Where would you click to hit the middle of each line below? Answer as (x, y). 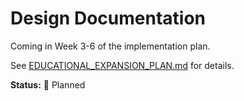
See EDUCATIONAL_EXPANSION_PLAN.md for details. (122, 65)
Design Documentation (108, 18)
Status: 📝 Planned (48, 84)
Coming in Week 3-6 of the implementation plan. (110, 46)
